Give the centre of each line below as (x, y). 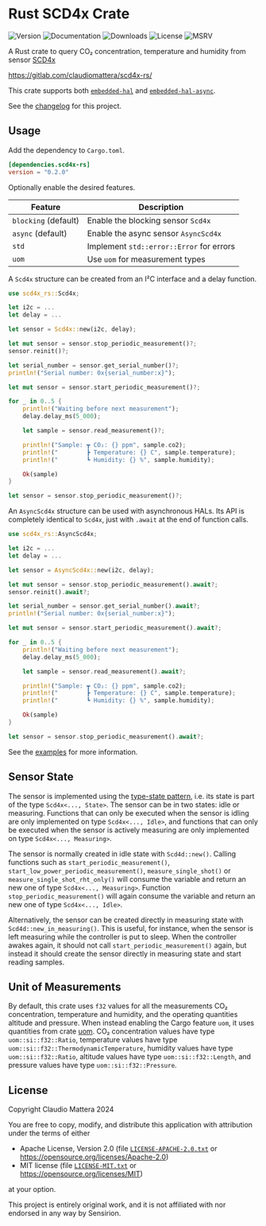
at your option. (32, 1189)
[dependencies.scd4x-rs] (49, 165)
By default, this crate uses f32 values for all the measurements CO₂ (118, 1006)
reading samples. (37, 962)
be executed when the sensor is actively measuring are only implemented (129, 830)
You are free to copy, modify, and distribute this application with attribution (130, 1125)
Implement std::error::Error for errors (161, 246)
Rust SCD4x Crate (69, 14)
